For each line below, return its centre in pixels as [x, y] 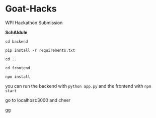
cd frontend [18, 68]
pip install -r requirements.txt [40, 50]
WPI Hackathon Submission [34, 23]
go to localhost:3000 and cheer [38, 100]
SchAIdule [16, 32]
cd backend [17, 41]
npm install [18, 77]
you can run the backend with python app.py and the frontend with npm [78, 86]
